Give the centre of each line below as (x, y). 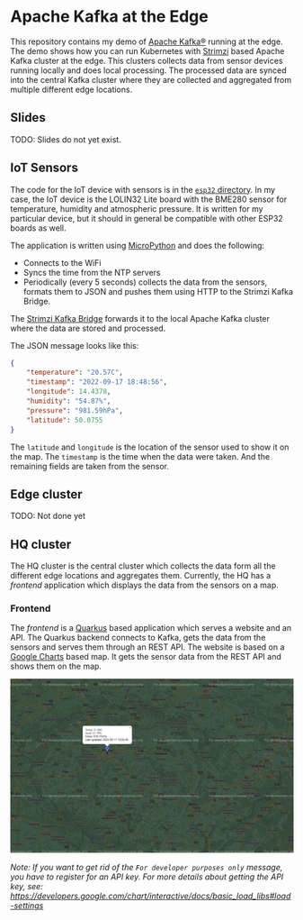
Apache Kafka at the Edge (110, 17)
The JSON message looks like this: (75, 345)
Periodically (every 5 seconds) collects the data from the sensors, (145, 282)
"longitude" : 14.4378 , (69, 392)
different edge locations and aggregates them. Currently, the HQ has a (141, 576)
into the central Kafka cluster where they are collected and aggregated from (151, 79)
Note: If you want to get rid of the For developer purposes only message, (147, 868)
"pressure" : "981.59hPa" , (75, 410)
